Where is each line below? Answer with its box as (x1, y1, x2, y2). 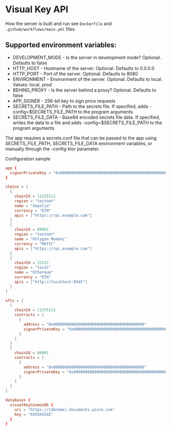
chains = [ (5, 184, 28, 190)
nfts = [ (5, 298, 24, 303)
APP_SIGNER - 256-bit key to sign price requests (12, 98, 116, 104)
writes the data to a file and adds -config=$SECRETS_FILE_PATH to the (12, 119, 162, 126)
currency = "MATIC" (14, 241, 56, 246)
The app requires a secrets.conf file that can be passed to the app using (5, 134, 157, 141)
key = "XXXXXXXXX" (14, 412, 53, 417)
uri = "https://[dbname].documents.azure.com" (14, 407, 115, 412)
